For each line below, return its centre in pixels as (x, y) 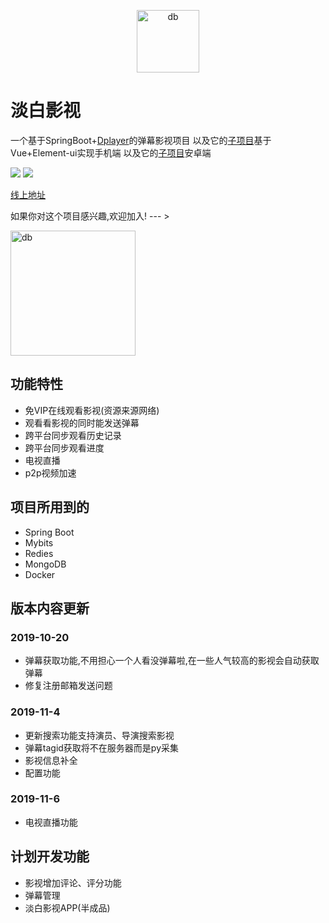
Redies (39, 553)
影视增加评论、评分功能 (73, 882)
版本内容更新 (50, 608)
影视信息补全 (51, 760)
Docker (40, 574)
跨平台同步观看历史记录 (73, 435)
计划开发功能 (50, 856)
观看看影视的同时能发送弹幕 (82, 422)
